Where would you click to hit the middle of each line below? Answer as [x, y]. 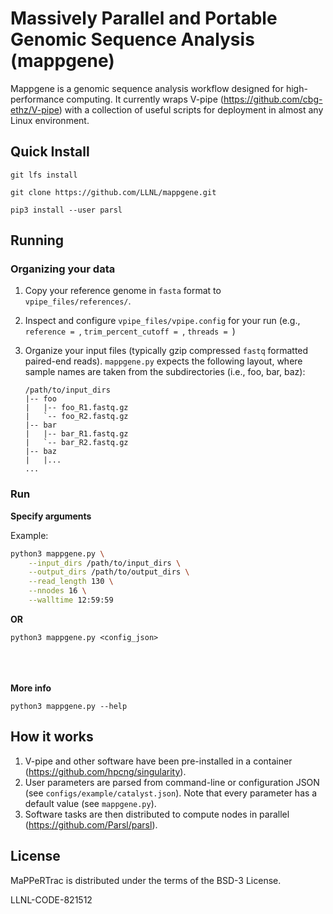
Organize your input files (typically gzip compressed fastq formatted [166, 351]
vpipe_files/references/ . [78, 301]
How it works [52, 737]
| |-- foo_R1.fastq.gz [76, 408]
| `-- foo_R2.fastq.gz [76, 417]
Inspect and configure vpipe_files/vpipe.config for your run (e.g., [162, 321]
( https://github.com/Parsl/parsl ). [91, 824]
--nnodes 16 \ [57, 591]
